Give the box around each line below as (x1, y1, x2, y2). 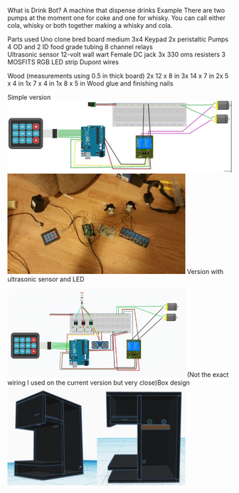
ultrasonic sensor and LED (7, 275, 85, 284)
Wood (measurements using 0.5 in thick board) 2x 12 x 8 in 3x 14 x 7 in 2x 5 (7, 71, 229, 80)
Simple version (7, 93, 51, 101)
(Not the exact (186, 370, 229, 379)
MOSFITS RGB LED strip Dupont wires (7, 58, 119, 66)
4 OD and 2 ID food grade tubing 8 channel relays (7, 43, 153, 51)
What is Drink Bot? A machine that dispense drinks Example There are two (7, 6, 225, 14)
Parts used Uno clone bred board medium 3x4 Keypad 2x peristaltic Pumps (7, 35, 229, 44)
